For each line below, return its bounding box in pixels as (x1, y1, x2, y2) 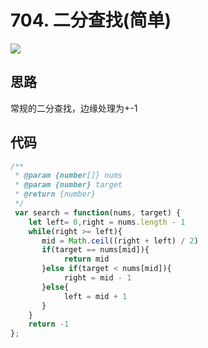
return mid (63, 254, 110, 265)
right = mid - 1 (63, 273, 132, 283)
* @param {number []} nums (14, 171, 123, 181)
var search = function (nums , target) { (14, 207, 182, 218)
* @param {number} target (14, 180, 123, 190)
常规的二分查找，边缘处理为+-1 (10, 102, 138, 114)
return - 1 (28, 319, 70, 330)
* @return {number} (14, 189, 97, 200)
